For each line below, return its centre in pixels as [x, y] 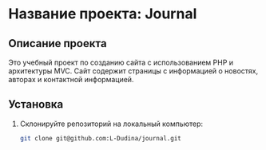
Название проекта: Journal [103, 14]
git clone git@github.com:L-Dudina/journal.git [100, 138]
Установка [36, 105]
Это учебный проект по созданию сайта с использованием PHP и [121, 62]
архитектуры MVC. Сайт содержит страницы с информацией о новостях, [133, 71]
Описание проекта [58, 43]
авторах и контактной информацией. [71, 79]
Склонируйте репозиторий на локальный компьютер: [111, 124]
